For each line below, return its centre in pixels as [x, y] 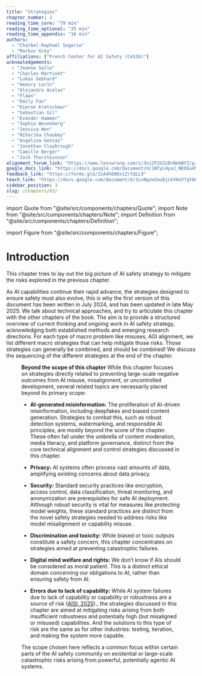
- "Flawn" [24, 96]
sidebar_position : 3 [32, 185]
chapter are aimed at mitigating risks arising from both [97, 610]
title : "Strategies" [32, 12]
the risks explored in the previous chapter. [58, 280]
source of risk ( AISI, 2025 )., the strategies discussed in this [103, 603]
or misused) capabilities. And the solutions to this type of [100, 622]
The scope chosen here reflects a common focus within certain [100, 647]
